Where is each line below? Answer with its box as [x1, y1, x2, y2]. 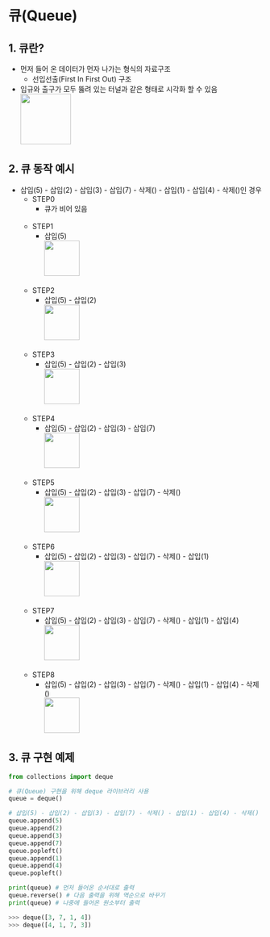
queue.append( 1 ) [8, 854, 63, 863]
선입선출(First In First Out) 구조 [31, 74, 132, 84]
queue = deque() [8, 795, 63, 803]
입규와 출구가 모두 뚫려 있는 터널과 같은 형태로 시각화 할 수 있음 [19, 85, 218, 94]
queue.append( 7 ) [8, 839, 63, 847]
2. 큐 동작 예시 [8, 162, 75, 176]
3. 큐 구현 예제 [8, 751, 75, 764]
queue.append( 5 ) [8, 817, 63, 825]
